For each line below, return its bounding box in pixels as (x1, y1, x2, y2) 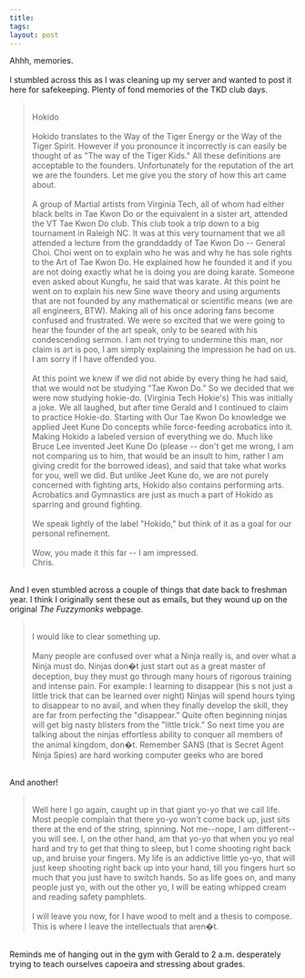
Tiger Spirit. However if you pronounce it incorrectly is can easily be (31, 140, 288, 151)
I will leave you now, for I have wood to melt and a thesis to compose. (31, 911, 293, 921)
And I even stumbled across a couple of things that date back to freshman (9, 584, 288, 595)
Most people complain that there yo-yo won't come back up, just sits (31, 814, 290, 825)
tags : (9, 22, 30, 31)
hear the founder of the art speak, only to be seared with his (31, 324, 258, 335)
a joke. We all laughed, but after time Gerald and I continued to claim (31, 402, 289, 413)
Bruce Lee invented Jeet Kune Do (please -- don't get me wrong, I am (31, 441, 294, 452)
